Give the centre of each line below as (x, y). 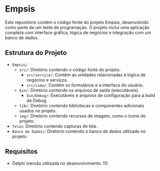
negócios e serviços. (47, 80)
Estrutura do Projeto (36, 53)
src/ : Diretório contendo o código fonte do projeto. (70, 70)
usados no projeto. (38, 111)
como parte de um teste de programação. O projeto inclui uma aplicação (77, 27)
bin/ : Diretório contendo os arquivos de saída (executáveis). (79, 90)
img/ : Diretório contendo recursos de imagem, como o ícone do (82, 116)
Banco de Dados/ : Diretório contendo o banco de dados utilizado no (79, 131)
